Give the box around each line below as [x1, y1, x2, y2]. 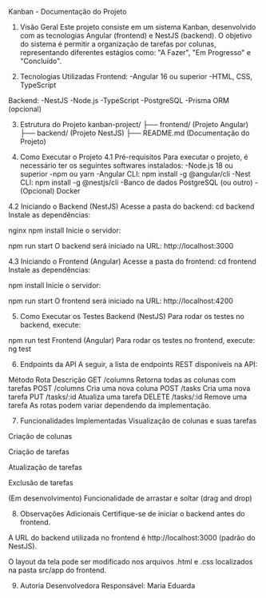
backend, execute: [19, 320, 81, 329]
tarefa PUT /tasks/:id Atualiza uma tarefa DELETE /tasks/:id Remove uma [8, 392, 248, 401]
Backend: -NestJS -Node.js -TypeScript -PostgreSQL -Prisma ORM [8, 96, 230, 105]
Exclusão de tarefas [8, 478, 73, 487]
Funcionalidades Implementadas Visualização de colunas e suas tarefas [19, 416, 257, 425]
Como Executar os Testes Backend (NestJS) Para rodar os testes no [19, 312, 245, 321]
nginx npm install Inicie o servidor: [8, 225, 121, 235]
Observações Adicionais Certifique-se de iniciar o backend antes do [19, 509, 245, 518]
